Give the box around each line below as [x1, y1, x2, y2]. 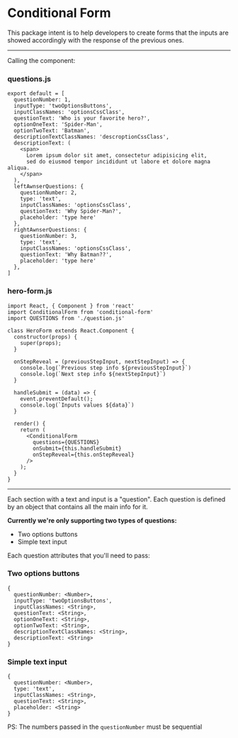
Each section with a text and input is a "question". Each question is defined [7, 494, 226, 504]
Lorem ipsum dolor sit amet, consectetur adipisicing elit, [25, 152, 208, 159]
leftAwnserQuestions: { [13, 183, 84, 191]
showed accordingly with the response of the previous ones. [7, 35, 184, 44]
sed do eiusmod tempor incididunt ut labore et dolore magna [25, 158, 211, 166]
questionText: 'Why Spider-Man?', [20, 208, 122, 215]
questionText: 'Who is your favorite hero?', [13, 115, 151, 122]
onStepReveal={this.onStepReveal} [33, 451, 135, 458]
